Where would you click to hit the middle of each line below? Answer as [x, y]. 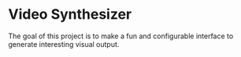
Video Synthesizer [70, 14]
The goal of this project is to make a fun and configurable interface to [121, 36]
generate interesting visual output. [64, 44]
